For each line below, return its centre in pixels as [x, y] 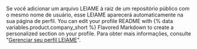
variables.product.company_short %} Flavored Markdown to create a [90, 27]
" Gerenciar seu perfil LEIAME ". [43, 40]
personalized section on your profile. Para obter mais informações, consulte [98, 34]
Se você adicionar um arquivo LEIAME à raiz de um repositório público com [98, 9]
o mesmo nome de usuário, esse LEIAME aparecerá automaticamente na [95, 15]
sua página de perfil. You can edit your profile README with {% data [90, 21]
